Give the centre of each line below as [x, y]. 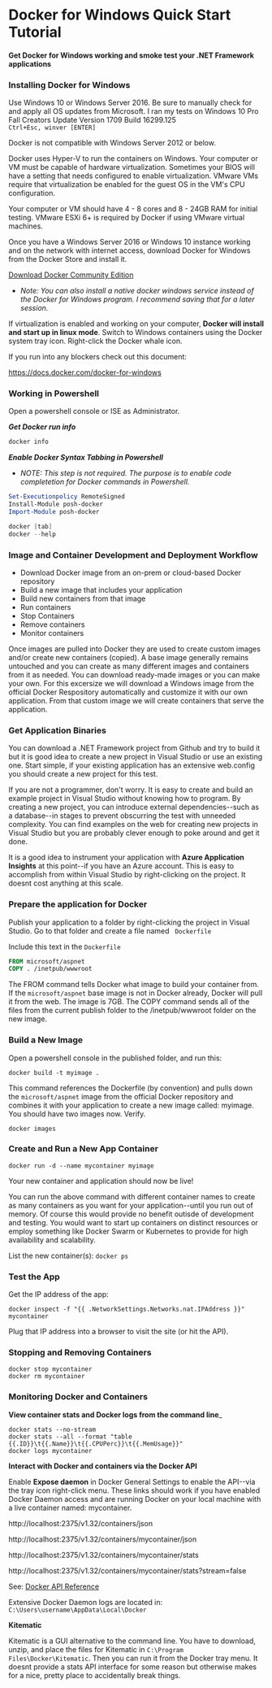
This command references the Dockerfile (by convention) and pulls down [131, 1088]
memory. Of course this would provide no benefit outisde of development [131, 1214]
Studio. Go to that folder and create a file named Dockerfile [110, 931]
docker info [28, 442]
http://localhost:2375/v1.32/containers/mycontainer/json [103, 1539]
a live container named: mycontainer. [70, 1507]
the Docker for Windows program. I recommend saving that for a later [137, 299]
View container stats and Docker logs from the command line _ [115, 1414]
